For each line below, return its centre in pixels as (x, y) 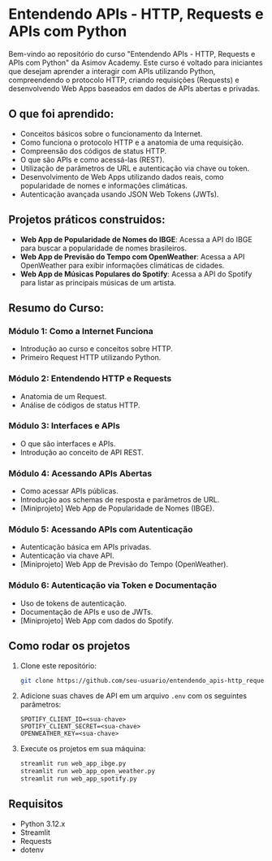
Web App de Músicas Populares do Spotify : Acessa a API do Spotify (136, 274)
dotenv (32, 850)
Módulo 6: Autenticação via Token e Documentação (113, 585)
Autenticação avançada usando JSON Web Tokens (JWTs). (119, 194)
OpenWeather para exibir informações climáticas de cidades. (122, 265)
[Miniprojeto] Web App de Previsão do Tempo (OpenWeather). (124, 564)
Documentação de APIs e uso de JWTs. (86, 611)
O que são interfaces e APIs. (68, 443)
